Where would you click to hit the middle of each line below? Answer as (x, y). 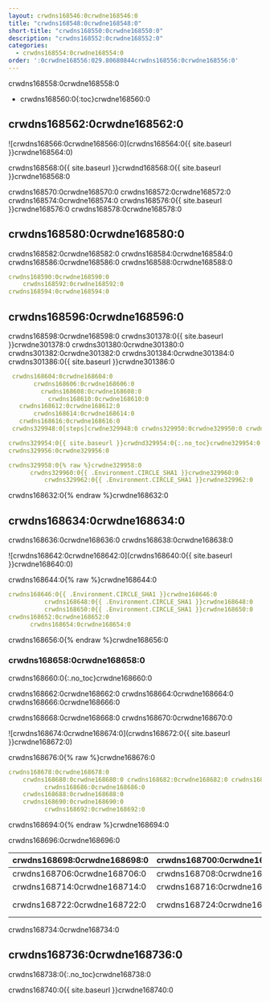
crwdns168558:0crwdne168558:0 (64, 83)
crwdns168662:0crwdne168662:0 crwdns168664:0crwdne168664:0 (121, 693)
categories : (28, 46)
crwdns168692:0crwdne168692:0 (95, 810)
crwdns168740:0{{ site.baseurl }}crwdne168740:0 (91, 990)
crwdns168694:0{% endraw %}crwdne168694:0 (89, 825)
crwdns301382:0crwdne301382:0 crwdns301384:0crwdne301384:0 (121, 353)
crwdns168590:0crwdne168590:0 (59, 277)
